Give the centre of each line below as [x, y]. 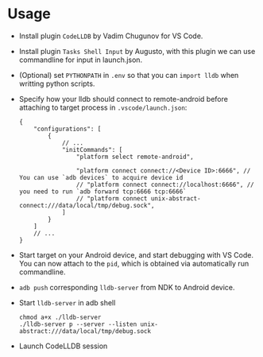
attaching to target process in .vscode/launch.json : [103, 107]
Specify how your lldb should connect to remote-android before [123, 99]
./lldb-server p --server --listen [78, 324]
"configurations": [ [68, 129]
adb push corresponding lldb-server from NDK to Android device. [127, 287]
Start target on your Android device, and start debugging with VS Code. [136, 254]
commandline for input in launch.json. [81, 60]
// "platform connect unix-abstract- [138, 198]
